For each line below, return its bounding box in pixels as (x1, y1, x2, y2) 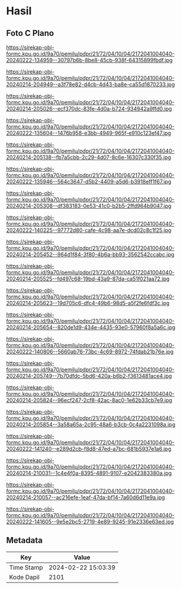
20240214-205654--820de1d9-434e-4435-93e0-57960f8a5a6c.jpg (6, 324, 176, 331)
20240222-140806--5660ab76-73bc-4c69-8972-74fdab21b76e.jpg (6, 348, 174, 355)
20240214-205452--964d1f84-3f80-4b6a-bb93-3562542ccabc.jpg (6, 251, 174, 258)
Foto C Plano (6, 28, 54, 38)
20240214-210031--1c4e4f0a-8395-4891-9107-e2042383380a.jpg (6, 469, 172, 477)
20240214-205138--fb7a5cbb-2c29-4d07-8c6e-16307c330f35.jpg (6, 154, 171, 161)
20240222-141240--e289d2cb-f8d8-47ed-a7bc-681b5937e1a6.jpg (6, 445, 171, 452)
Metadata (6, 535, 43, 545)
